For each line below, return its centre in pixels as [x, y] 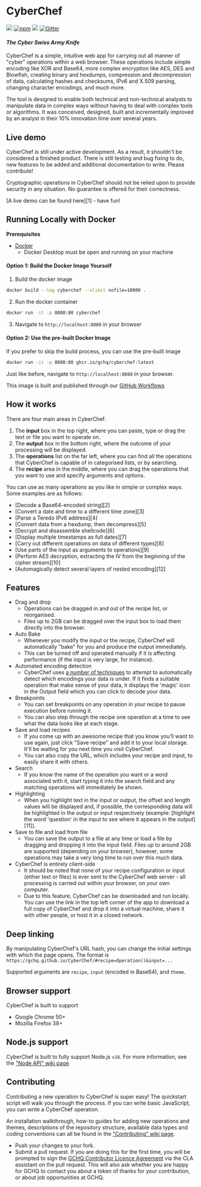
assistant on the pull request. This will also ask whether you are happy [102, 1164]
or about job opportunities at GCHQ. [59, 1177]
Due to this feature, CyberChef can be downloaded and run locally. [107, 896]
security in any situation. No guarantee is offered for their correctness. [93, 189]
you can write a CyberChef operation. [53, 1109]
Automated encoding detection [53, 666]
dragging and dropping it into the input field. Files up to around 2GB [107, 845]
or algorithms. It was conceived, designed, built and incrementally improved [100, 112]
